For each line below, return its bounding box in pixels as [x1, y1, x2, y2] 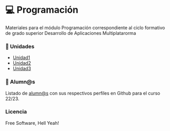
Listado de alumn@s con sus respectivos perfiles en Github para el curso [5, 90, 160, 96]
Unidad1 [12, 54, 30, 61]
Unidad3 [12, 65, 31, 72]
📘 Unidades [5, 43, 35, 50]
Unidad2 [12, 60, 31, 66]
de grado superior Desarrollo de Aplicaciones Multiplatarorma [5, 30, 136, 36]
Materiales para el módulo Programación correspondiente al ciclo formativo [5, 24, 165, 31]
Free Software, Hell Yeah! [5, 120, 59, 126]
